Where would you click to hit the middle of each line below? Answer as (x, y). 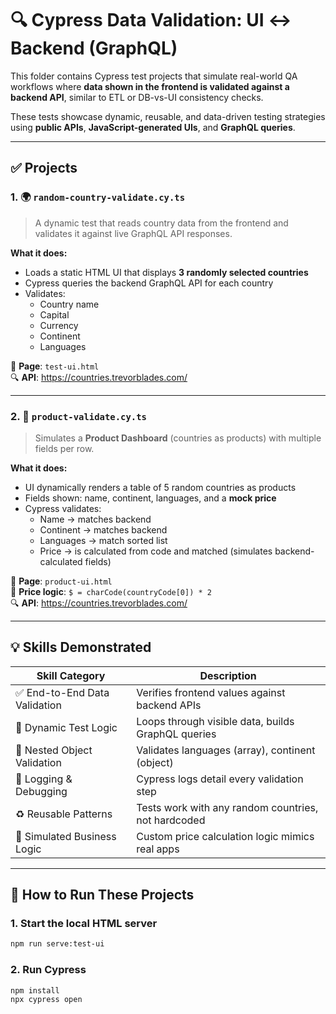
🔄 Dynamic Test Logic (66, 727)
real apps (158, 849)
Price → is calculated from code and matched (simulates (156, 551)
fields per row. (64, 448)
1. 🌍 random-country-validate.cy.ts (98, 197)
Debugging (41, 791)
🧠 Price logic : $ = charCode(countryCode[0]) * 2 (111, 591)
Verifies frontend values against (211, 692)
